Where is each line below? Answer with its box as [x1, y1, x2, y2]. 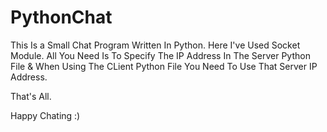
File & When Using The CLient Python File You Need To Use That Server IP [10, 60, 318, 72]
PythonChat [10, 6, 113, 29]
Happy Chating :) [10, 109, 81, 121]
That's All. [10, 90, 52, 102]
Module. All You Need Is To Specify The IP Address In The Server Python [10, 49, 311, 61]
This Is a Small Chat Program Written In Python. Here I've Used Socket [10, 39, 301, 51]
